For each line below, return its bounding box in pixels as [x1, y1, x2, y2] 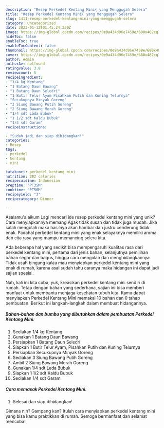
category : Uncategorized [5, 20, 56, 26]
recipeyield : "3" [5, 192, 41, 197]
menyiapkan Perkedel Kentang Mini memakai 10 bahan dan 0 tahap [5, 295, 140, 301]
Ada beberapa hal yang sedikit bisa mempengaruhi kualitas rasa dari [5, 244, 143, 250]
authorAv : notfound [5, 61, 45, 66]
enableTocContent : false [5, 43, 56, 48]
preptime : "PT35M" [5, 183, 43, 188]
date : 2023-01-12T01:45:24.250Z [5, 25, 71, 30]
